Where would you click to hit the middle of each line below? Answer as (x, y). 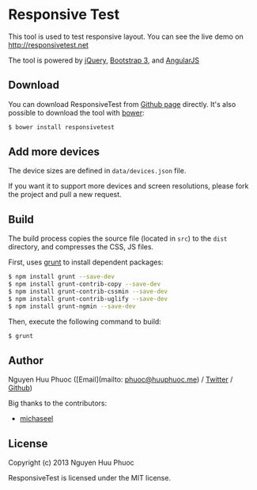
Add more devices (54, 152)
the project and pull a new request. (65, 195)
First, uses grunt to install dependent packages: (86, 262)
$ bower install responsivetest (61, 127)
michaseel (36, 419)
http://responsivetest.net (49, 44)
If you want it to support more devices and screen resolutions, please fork (128, 186)
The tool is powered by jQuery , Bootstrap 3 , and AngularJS (104, 60)
